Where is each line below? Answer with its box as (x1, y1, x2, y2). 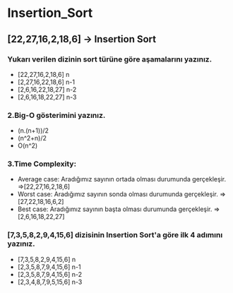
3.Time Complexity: (7, 159, 76, 169)
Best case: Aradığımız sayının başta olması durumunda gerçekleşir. (17, 205, 213, 213)
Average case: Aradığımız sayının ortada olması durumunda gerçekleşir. (17, 175, 227, 184)
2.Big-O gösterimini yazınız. (7, 110, 106, 120)
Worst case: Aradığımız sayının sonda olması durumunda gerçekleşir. (17, 190, 219, 198)
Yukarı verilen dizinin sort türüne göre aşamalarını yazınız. (7, 54, 213, 64)
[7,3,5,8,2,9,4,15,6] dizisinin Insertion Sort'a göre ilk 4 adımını (7, 230, 223, 240)
